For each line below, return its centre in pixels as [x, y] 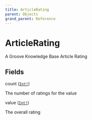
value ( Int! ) [17, 103]
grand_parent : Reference [30, 19]
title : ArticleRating [27, 10]
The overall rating [23, 112]
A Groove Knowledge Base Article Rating [46, 56]
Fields [15, 72]
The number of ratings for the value [41, 93]
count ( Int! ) [18, 84]
